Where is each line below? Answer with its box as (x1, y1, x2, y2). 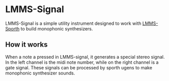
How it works (5, 40, 48, 49)
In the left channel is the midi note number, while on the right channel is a (5, 59, 159, 65)
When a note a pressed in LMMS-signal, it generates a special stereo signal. (5, 54, 165, 60)
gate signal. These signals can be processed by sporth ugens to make (5, 64, 153, 70)
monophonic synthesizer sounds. (5, 70, 75, 76)
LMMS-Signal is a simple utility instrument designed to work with (5, 20, 142, 26)
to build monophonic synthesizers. (20, 25, 93, 31)
